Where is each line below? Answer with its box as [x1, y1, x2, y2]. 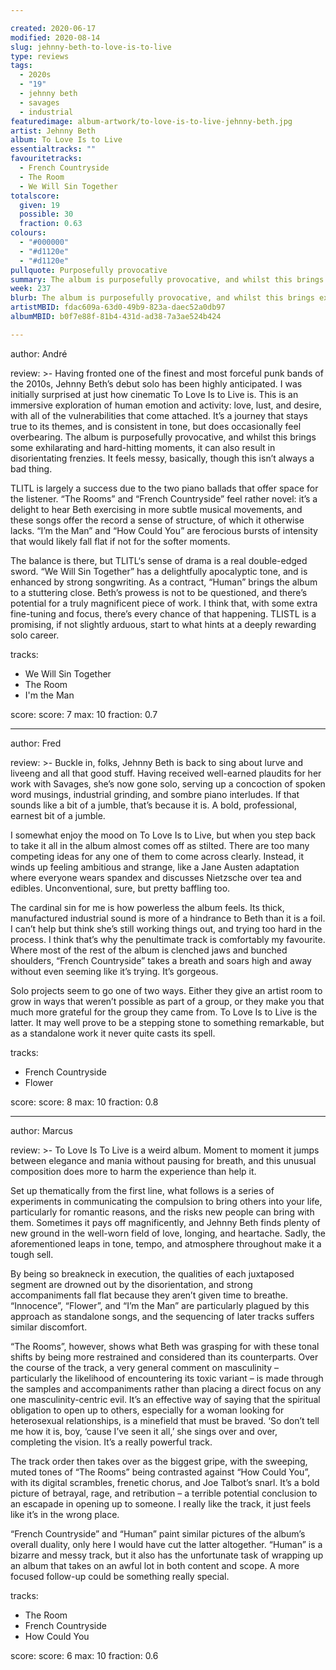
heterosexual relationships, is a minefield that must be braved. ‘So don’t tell [10, 1414, 320, 1426]
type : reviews [10, 51, 70, 61]
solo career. [10, 629, 60, 641]
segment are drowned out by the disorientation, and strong [10, 1278, 253, 1290]
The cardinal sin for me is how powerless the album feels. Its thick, [10, 901, 285, 913]
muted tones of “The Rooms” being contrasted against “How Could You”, [10, 1466, 311, 1478]
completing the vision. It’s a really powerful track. [10, 1436, 213, 1448]
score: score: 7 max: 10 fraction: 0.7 [10, 708, 158, 720]
